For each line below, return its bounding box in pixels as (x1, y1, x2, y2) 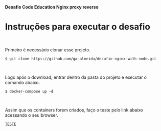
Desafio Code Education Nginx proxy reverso (5, 4, 99, 10)
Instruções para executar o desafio (5, 22, 151, 32)
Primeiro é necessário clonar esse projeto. (5, 46, 91, 53)
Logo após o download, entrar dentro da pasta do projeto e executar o (5, 74, 147, 80)
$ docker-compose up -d (5, 89, 54, 94)
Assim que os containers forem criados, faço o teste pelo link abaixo (5, 107, 143, 113)
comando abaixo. (5, 79, 40, 85)
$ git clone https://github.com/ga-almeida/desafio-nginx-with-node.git (5, 56, 157, 61)
